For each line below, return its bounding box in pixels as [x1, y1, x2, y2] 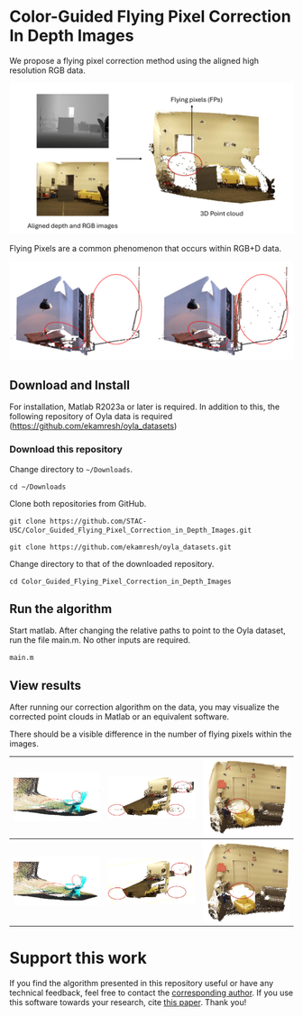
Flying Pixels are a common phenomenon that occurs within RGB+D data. [9, 243, 282, 253]
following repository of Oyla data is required [9, 411, 173, 422]
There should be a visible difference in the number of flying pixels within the [9, 728, 292, 740]
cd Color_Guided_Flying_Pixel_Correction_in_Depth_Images [9, 577, 232, 586]
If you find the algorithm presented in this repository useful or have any [9, 978, 274, 989]
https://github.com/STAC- [49, 517, 147, 526]
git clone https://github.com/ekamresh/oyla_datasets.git [9, 543, 232, 552]
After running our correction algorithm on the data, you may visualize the [9, 701, 280, 713]
